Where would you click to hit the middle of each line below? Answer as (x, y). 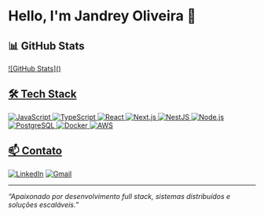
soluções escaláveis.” (44, 204)
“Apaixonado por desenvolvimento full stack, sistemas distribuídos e (119, 196)
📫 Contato (35, 151)
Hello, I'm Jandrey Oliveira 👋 (102, 16)
